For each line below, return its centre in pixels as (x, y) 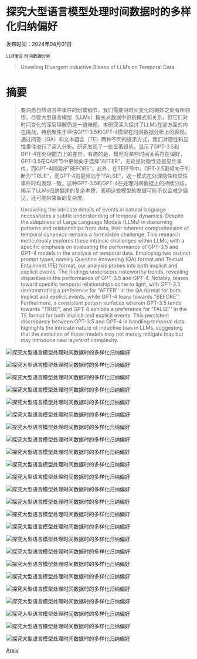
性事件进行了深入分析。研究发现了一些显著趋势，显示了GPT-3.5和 (100, 146)
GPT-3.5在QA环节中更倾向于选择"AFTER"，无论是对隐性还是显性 (98, 161)
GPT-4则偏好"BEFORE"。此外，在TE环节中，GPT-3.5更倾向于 (111, 168)
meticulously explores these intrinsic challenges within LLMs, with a (102, 240)
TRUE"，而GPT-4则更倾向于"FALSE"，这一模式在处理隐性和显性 (111, 176)
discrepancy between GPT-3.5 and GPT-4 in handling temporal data (102, 321)
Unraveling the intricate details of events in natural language (93, 209)
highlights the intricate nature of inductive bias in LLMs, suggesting (101, 327)
